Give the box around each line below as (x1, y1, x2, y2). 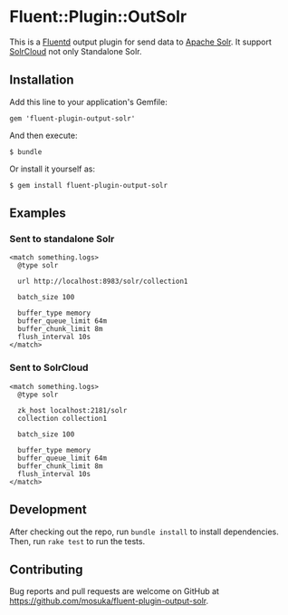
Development (9, 502, 88, 518)
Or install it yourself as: (9, 163, 95, 174)
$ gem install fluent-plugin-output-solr (9, 181, 168, 190)
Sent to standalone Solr (9, 233, 115, 246)
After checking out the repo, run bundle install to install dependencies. (9, 526, 279, 537)
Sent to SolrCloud (9, 361, 89, 374)
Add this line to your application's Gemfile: (9, 96, 168, 107)
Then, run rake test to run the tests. (9, 535, 146, 546)
